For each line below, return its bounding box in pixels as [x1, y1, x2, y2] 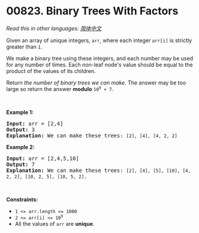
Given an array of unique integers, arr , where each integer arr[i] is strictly [6, 37, 192, 44]
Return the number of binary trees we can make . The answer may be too [6, 79, 186, 86]
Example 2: [6, 143, 35, 150]
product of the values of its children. [6, 67, 96, 74]
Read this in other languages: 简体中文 [6, 25, 102, 32]
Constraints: [6, 196, 38, 203]
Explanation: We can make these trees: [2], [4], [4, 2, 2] [6, 132, 178, 139]
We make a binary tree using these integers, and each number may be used [6, 55, 194, 62]
